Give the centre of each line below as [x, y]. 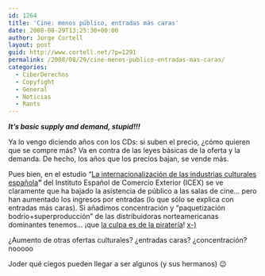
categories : [28, 67]
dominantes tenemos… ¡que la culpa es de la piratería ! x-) [102, 225]
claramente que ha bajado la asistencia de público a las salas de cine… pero [132, 191]
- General [31, 89]
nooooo [21, 249]
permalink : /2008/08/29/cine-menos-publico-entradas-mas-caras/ [117, 60]
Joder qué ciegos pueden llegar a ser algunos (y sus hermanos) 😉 [118, 264]
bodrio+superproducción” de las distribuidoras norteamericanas [113, 217]
